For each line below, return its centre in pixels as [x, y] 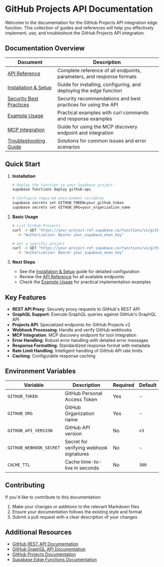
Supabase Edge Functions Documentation [54, 560]
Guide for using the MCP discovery [97, 127]
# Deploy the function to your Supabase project [62, 185]
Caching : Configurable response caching [54, 356]
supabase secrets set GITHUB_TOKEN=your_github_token [68, 203]
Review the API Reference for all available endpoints [72, 277]
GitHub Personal [83, 393]
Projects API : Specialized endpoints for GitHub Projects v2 [71, 325]
